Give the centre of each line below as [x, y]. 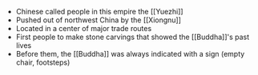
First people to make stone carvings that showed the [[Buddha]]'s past [133, 37]
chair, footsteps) [43, 62]
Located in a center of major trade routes [84, 28]
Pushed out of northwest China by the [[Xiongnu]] [99, 20]
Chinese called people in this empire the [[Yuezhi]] [99, 12]
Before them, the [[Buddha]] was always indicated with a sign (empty [130, 54]
